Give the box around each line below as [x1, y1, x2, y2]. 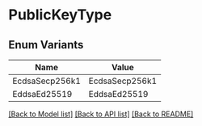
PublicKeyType [8, 6, 112, 24]
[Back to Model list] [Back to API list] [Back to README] [8, 109, 194, 119]
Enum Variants [8, 38, 84, 52]
